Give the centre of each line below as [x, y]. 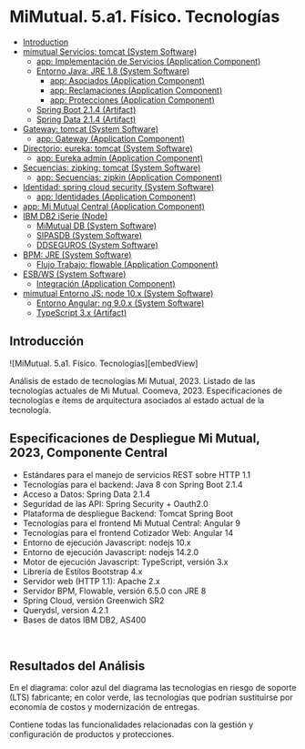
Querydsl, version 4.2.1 [66, 610]
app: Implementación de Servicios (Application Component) [148, 61]
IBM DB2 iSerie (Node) [65, 216]
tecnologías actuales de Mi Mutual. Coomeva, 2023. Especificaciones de [146, 390]
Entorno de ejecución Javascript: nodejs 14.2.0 [111, 552]
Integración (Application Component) [106, 283]
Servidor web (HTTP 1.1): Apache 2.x [91, 581]
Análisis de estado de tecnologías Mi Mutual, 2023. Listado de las [132, 380]
